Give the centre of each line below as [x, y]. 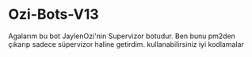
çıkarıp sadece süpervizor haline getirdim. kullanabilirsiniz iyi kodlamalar [126, 44]
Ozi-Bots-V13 [53, 14]
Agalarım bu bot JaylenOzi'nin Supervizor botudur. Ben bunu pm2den [122, 36]
